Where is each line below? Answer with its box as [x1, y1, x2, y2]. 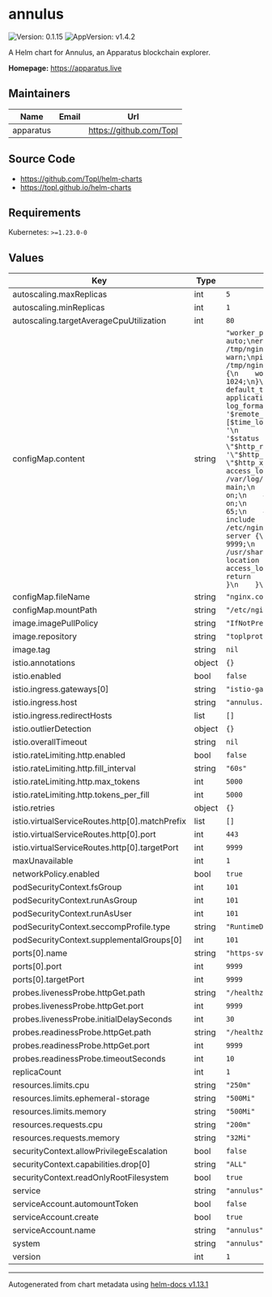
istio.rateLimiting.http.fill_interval [12, 763, 136, 774]
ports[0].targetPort [12, 974, 85, 985]
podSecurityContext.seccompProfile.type [12, 921, 171, 932]
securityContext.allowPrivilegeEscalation [12, 1146, 168, 1157]
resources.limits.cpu [12, 1079, 90, 1091]
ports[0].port [12, 961, 62, 972]
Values [8, 251, 45, 265]
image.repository [12, 631, 78, 642]
